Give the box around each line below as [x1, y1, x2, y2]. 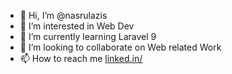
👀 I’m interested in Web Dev [19, 20, 135, 32]
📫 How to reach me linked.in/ [19, 53, 143, 64]
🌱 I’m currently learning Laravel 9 [19, 31, 157, 42]
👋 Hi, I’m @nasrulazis [19, 10, 108, 21]
